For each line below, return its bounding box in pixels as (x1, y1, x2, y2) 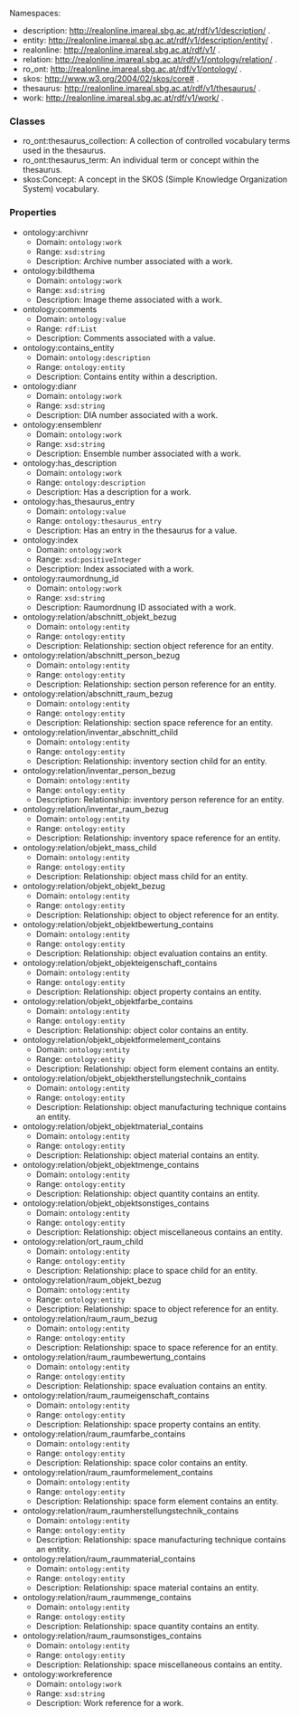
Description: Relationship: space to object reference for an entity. (35, 1303, 279, 1314)
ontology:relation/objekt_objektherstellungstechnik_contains (22, 1072, 247, 1084)
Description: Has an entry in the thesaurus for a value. (35, 525, 238, 536)
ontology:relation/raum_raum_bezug (22, 1313, 158, 1323)
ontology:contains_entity (22, 342, 115, 353)
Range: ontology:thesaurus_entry (35, 515, 163, 526)
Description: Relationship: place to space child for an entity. (35, 1265, 257, 1276)
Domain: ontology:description (35, 352, 151, 363)
